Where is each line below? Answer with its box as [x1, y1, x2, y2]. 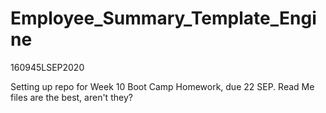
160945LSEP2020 [10, 61, 85, 73]
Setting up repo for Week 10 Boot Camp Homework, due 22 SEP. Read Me [10, 80, 315, 92]
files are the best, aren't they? [10, 91, 133, 103]
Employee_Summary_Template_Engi [10, 7, 317, 30]
